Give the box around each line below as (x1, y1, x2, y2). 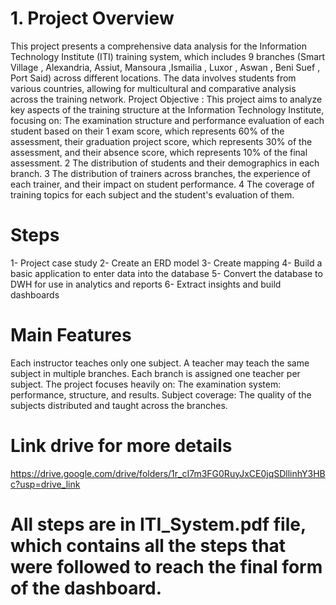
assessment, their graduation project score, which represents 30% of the (10, 135, 313, 147)
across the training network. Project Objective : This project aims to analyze (10, 93, 323, 105)
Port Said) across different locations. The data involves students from (10, 72, 297, 84)
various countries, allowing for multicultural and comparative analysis (10, 82, 297, 94)
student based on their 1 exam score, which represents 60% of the (10, 125, 285, 137)
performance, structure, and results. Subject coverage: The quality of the (10, 388, 312, 401)
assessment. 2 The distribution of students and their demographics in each (10, 157, 320, 169)
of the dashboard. (10, 577, 163, 599)
